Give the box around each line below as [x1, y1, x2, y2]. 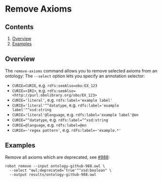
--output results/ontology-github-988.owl [9, 172, 97, 177]
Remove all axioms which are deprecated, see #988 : [5, 154, 110, 160]
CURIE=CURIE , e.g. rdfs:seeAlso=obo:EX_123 [12, 82, 97, 88]
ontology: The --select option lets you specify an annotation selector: [5, 73, 146, 79]
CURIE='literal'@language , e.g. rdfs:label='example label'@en [12, 111, 139, 117]
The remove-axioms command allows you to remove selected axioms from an [5, 68, 158, 73]
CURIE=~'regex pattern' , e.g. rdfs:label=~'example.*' [12, 127, 121, 133]
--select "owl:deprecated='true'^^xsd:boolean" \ [9, 168, 112, 173]
